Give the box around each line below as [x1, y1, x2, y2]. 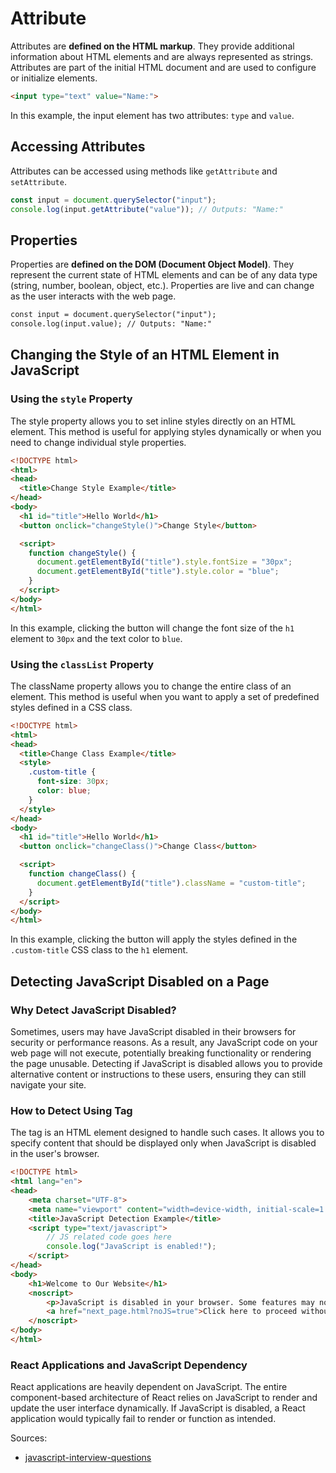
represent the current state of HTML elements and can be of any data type [10, 269, 318, 281]
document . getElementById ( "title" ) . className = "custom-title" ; [36, 878, 307, 888]
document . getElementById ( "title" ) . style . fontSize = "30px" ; [36, 557, 293, 567]
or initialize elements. [10, 72, 98, 84]
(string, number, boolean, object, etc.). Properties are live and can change [10, 280, 315, 292]
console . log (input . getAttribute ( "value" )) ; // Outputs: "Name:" [10, 204, 284, 214]
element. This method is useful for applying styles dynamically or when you [10, 425, 322, 437]
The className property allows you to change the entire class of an [10, 680, 292, 692]
